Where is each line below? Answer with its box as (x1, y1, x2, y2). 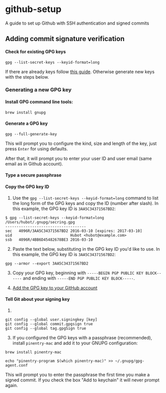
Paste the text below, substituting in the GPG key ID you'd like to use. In (12, 246, 160, 252)
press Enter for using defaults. (5, 145, 68, 151)
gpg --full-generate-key (5, 131, 57, 136)
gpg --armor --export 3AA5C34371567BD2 (5, 261, 89, 266)
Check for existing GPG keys (5, 49, 66, 55)
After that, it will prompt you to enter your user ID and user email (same (5, 155, 152, 161)
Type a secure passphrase (5, 172, 62, 178)
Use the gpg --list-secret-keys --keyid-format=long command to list (12, 194, 159, 201)
